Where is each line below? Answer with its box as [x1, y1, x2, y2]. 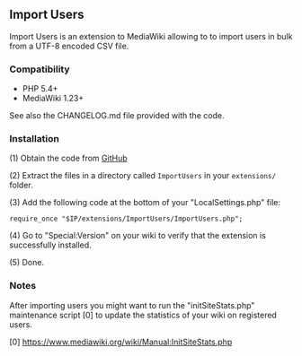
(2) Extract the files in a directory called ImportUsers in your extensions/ [9, 170, 277, 181]
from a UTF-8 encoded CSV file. [9, 40, 129, 51]
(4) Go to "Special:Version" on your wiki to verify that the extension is [9, 230, 267, 241]
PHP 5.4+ [22, 83, 58, 94]
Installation [9, 133, 60, 145]
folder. [9, 179, 33, 191]
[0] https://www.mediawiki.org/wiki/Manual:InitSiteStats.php [9, 336, 233, 347]
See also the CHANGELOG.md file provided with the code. [9, 110, 225, 121]
